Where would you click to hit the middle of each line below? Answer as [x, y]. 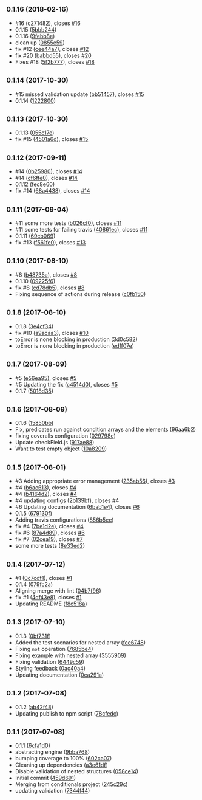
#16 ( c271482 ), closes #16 [48, 23]
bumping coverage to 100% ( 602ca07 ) [63, 759]
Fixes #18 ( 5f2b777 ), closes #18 [55, 62]
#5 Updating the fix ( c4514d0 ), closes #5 [66, 384]
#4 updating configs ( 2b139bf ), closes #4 [67, 500]
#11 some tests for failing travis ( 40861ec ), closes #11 [81, 230]
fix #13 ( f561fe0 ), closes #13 [50, 243]
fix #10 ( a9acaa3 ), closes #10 [52, 333]
